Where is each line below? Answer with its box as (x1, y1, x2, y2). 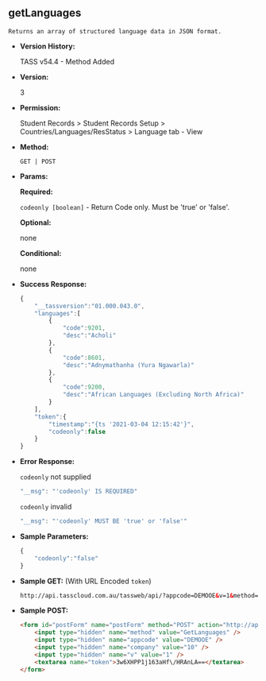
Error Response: (19, 457, 75, 466)
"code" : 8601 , (62, 354, 106, 362)
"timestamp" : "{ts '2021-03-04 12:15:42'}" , (48, 420, 195, 428)
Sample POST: (19, 606, 69, 615)
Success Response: (19, 279, 87, 288)
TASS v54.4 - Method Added (19, 56, 115, 66)
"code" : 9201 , (62, 324, 106, 332)
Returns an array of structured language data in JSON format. (8, 27, 222, 35)
